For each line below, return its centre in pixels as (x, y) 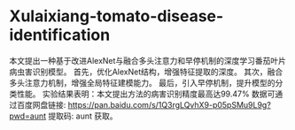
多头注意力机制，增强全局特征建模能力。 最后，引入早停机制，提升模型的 (142, 82)
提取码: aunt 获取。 (83, 116)
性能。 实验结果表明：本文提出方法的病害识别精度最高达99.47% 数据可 (146, 94)
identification (60, 35)
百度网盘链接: (41, 104)
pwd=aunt (28, 116)
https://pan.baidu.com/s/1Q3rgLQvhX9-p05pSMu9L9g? (170, 104)
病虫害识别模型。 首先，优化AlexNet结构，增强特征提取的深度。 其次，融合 (146, 72)
